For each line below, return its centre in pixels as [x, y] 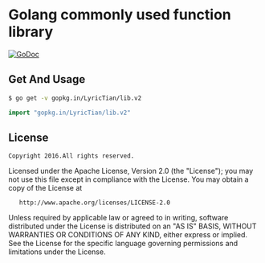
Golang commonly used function [120, 15]
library [31, 32]
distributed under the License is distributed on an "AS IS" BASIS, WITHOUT [132, 226]
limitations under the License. [57, 252]
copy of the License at [45, 188]
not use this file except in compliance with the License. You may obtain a [128, 179]
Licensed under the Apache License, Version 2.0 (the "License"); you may [131, 171]
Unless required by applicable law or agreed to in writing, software [118, 218]
